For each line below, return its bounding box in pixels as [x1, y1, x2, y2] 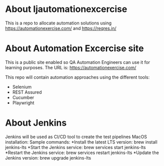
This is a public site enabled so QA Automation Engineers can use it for [5, 59, 151, 65]
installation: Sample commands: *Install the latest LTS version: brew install [5, 139, 158, 145]
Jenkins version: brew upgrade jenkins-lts [5, 155, 91, 161]
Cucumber [12, 94, 34, 100]
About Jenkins [5, 117, 67, 129]
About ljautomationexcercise [5, 3, 128, 15]
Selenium [12, 84, 32, 90]
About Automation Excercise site [5, 43, 144, 54]
